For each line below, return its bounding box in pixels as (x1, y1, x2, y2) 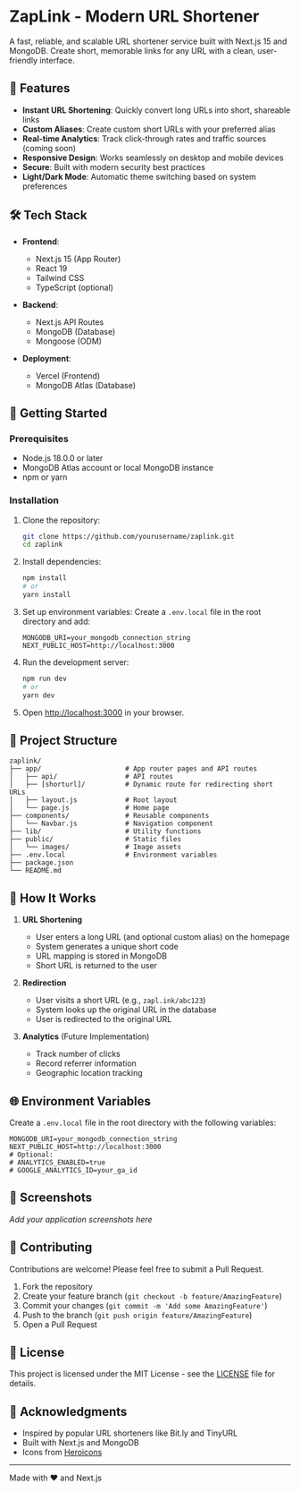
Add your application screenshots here (9, 1214, 154, 1224)
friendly (9, 55, 38, 65)
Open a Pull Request (21, 1318, 98, 1330)
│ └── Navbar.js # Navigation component (9, 819, 214, 829)
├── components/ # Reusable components (9, 812, 210, 821)
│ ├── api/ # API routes (9, 772, 174, 781)
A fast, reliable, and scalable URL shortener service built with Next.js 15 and (9, 36, 287, 47)
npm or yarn (21, 472, 68, 482)
